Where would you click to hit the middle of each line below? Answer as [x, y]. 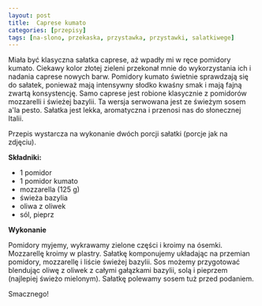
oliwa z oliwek [43, 207]
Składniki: [25, 158]
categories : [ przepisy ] [47, 30]
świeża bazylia [44, 198]
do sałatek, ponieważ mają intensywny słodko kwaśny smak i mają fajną [125, 85]
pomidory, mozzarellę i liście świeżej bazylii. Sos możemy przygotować [124, 262]
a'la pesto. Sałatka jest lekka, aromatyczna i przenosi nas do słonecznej [125, 110]
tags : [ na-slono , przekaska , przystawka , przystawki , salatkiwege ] [122, 37]
